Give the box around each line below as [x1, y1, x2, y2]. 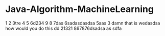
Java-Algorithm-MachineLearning [5, 3, 154, 15]
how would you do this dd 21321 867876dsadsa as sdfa [5, 25, 122, 31]
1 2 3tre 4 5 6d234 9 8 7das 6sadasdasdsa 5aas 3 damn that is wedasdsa [5, 20, 160, 26]
